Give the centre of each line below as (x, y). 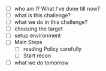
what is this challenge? (43, 16)
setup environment (37, 36)
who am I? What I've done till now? (57, 9)
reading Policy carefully (52, 49)
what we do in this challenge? (51, 22)
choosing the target (39, 29)
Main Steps (28, 42)
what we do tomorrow (41, 63)
